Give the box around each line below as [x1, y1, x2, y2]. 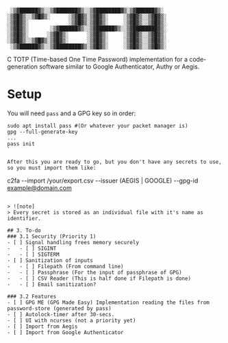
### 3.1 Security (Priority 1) [7, 233, 97, 240]
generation [7, 62, 38, 71]
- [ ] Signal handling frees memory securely [7, 239, 139, 246]
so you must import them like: [7, 164, 97, 171]
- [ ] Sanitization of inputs [7, 257, 94, 264]
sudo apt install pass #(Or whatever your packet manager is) [7, 122, 188, 129]
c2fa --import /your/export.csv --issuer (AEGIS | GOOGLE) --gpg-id [7, 176, 199, 185]
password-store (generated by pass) [7, 305, 112, 312]
